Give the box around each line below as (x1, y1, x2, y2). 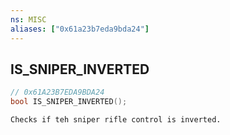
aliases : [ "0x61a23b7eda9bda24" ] (10, 24, 150, 34)
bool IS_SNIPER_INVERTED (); (10, 97, 128, 107)
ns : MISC (10, 14, 47, 25)
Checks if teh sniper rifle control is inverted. (10, 115, 222, 125)
